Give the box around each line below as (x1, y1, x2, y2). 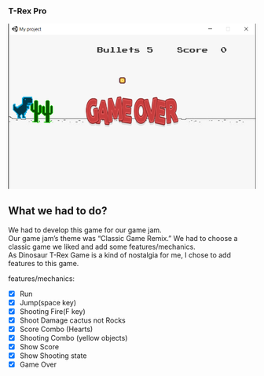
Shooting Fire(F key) (19, 306, 86, 316)
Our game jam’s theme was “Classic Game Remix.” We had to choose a (8, 233, 238, 243)
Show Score (19, 341, 60, 351)
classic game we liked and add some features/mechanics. (8, 242, 196, 251)
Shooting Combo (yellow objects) (19, 333, 128, 342)
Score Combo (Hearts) (19, 324, 93, 334)
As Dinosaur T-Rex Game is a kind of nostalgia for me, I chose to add (8, 250, 232, 260)
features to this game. (8, 258, 79, 268)
